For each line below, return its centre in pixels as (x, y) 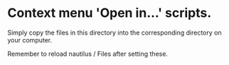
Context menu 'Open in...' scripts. (110, 13)
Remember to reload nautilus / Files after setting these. (88, 54)
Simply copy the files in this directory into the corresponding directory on (114, 32)
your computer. (30, 40)
